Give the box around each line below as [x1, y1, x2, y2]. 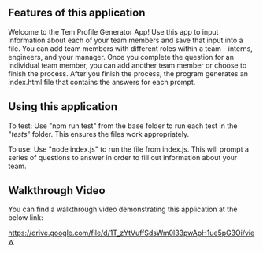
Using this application [8, 100, 118, 113]
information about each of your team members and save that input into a [8, 35, 243, 45]
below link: [8, 213, 43, 222]
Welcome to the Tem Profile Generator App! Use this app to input [8, 27, 219, 36]
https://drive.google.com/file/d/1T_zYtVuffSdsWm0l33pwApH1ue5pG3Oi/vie [8, 228, 255, 238]
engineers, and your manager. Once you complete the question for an [8, 52, 235, 61]
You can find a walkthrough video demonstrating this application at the [8, 204, 238, 214]
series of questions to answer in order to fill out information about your [8, 152, 238, 162]
